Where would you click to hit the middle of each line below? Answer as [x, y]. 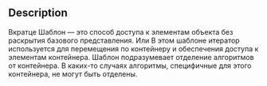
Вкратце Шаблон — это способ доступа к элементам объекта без [121, 32]
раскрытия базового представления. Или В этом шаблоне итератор [124, 40]
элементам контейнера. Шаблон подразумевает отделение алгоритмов [131, 57]
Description [38, 13]
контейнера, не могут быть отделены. [73, 73]
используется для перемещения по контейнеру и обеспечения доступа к [133, 49]
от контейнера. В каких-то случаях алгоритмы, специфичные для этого [130, 65]
